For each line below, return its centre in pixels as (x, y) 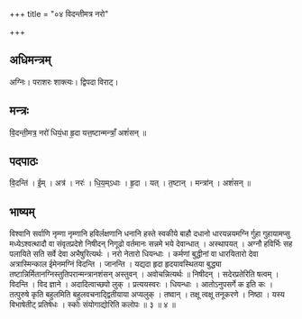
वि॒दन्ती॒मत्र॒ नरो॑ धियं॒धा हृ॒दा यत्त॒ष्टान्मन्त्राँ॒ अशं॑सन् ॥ (78, 132)
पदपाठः (24, 162)
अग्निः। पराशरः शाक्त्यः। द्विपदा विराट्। (64, 82)
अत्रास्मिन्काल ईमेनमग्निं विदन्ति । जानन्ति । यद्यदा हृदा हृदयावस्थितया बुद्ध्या (116, 264)
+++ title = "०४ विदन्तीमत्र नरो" (59, 14)
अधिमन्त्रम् (30, 60)
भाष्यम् (22, 212)
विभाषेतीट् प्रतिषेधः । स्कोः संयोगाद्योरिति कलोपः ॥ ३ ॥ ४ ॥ (92, 305)
